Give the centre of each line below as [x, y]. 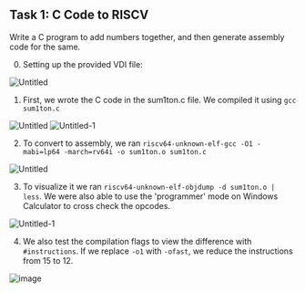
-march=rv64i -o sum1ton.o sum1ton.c [135, 152]
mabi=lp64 [41, 152]
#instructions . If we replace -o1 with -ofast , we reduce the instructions [158, 251]
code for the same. [45, 47]
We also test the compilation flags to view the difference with [137, 241]
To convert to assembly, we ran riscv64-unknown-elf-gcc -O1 [137, 143]
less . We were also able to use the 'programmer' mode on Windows [150, 196]
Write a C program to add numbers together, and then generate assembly [147, 37]
